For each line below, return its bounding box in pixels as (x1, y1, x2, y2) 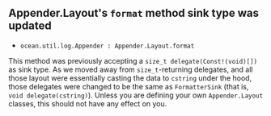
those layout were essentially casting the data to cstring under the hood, (8, 72, 252, 83)
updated (8, 19, 52, 33)
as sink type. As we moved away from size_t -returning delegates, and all (8, 64, 253, 74)
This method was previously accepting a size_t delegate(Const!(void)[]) (8, 56, 258, 65)
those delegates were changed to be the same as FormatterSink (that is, (8, 81, 249, 91)
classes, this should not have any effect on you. (8, 98, 167, 108)
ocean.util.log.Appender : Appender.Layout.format (19, 42, 195, 50)
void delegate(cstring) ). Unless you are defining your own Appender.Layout (8, 90, 264, 100)
